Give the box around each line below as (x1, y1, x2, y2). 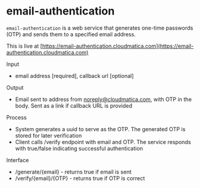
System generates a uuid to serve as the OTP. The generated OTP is (15, 125, 186, 132)
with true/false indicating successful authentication (15, 144, 144, 152)
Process (6, 114, 27, 121)
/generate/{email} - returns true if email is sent (15, 168, 132, 175)
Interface (6, 156, 29, 164)
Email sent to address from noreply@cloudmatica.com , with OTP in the (15, 96, 192, 103)
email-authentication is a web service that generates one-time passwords (6, 24, 193, 31)
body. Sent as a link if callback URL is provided (15, 102, 132, 109)
